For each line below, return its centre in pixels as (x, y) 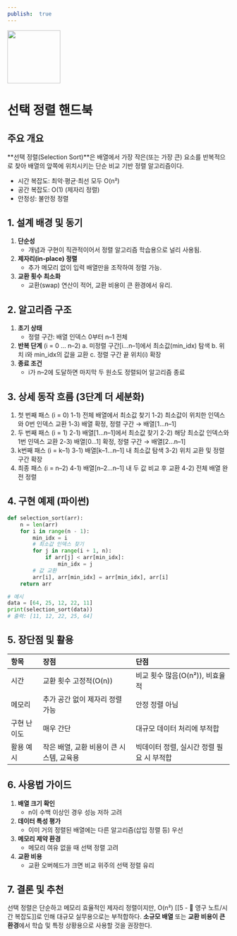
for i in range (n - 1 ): (55, 531)
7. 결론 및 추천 (36, 890)
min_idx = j (75, 564)
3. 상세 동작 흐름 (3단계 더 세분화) (76, 397)
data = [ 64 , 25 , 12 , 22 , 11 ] (50, 603)
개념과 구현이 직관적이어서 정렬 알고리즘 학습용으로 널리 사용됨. (115, 250)
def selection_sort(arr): (45, 518)
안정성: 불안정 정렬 (43, 198)
